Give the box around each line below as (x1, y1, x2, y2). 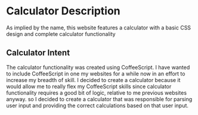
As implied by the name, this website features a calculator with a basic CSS (6, 24, 191, 31)
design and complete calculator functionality (6, 30, 116, 37)
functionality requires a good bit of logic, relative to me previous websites (6, 89, 187, 96)
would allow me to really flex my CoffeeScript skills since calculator (6, 83, 172, 90)
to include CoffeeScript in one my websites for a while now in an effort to (6, 70, 185, 77)
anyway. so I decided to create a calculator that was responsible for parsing (6, 95, 193, 102)
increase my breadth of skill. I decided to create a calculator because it (6, 76, 181, 83)
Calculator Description (6, 4, 120, 18)
